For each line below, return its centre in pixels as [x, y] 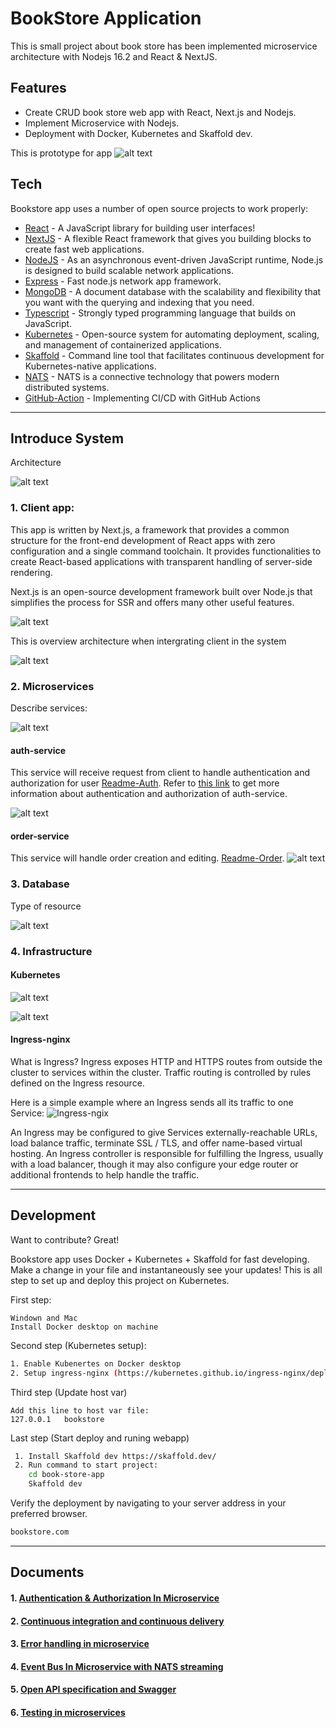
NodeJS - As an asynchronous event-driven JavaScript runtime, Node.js [174, 259]
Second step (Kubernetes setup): [78, 1345]
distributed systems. [67, 387]
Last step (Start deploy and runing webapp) [100, 1438]
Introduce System [67, 438]
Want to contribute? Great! [65, 1239]
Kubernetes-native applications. [90, 366]
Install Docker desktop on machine [84, 1327]
